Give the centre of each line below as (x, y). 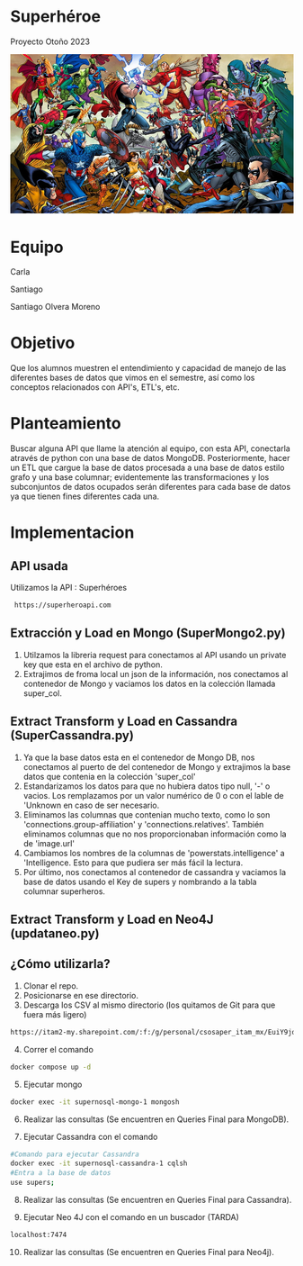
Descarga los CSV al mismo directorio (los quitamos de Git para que (149, 1005)
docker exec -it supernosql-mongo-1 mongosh (95, 1102)
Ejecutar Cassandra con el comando (90, 1136)
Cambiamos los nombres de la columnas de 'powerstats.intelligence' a (154, 853)
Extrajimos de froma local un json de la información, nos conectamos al (156, 674)
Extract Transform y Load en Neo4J (112, 920)
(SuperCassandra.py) (72, 736)
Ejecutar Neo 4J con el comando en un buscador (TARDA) (131, 1217)
